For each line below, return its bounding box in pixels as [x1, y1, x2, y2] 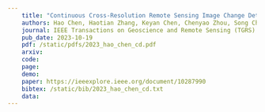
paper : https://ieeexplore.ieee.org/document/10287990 [21, 77, 206, 85]
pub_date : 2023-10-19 [21, 33, 93, 42]
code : [21, 56, 40, 64]
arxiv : [21, 48, 44, 56]
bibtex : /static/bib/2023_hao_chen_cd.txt [21, 84, 164, 93]
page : [21, 63, 40, 71]
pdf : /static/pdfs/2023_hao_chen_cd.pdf [21, 41, 157, 49]
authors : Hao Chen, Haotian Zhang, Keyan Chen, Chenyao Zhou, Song [21, 19, 248, 27]
